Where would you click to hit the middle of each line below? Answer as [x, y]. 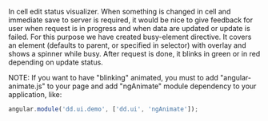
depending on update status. [56, 62]
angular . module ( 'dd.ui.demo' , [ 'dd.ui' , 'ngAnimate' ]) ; [103, 109]
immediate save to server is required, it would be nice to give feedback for [131, 20]
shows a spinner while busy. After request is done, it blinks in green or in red [134, 54]
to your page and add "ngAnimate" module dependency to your [152, 86]
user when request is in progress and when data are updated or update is [129, 28]
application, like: [35, 94]
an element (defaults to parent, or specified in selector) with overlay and [127, 45]
